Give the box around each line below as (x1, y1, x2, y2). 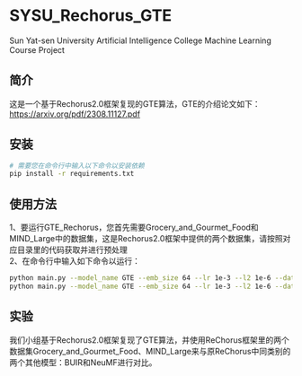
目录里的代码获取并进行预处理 (16, 244, 128, 256)
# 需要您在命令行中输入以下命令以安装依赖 (9, 161, 146, 171)
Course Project (9, 44, 66, 55)
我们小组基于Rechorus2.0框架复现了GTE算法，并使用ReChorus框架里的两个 (9, 334, 289, 345)
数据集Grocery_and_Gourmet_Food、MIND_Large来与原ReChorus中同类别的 (9, 345, 291, 356)
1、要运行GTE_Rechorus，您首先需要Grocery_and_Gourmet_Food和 (9, 222, 259, 233)
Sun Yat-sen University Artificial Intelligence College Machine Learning (9, 35, 271, 46)
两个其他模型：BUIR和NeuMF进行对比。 (9, 356, 157, 368)
